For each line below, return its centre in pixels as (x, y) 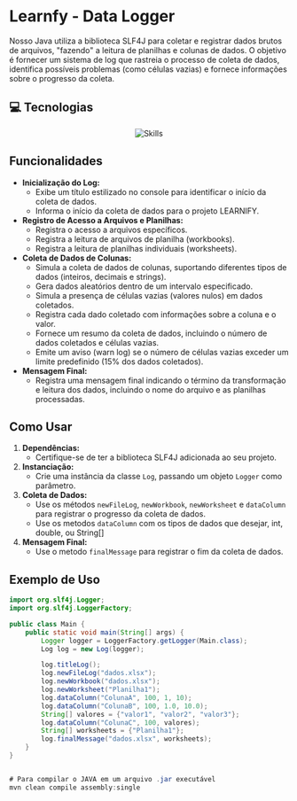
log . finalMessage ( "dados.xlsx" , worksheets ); (127, 739)
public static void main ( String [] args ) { (105, 632)
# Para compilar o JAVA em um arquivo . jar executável (113, 779)
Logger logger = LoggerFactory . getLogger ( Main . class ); (145, 641)
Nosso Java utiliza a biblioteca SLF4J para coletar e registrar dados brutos (146, 41)
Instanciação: (48, 467)
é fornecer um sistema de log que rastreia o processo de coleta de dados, (145, 59)
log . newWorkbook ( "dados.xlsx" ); (101, 681)
